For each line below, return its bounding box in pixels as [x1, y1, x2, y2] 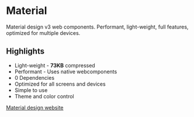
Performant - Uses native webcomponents [14, 68, 117, 75]
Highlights [6, 47, 45, 56]
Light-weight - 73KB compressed [14, 62, 95, 69]
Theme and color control [14, 93, 74, 100]
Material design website [6, 104, 64, 111]
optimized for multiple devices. [6, 29, 81, 36]
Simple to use [14, 86, 48, 94]
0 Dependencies [14, 74, 54, 81]
